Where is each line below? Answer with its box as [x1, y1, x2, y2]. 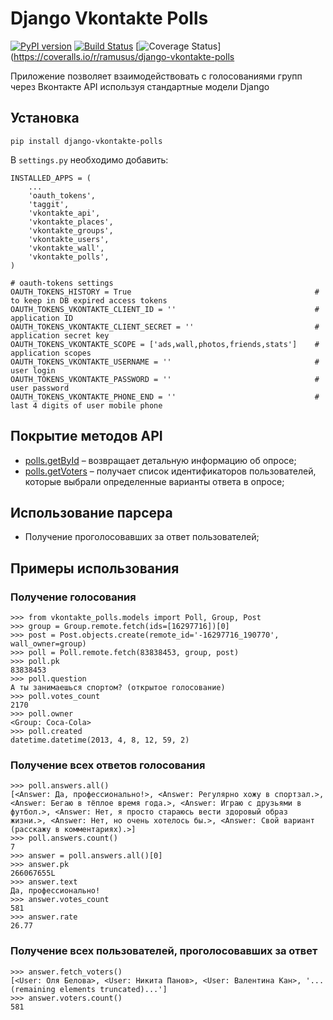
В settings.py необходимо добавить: [10, 153, 169, 166]
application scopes [10, 348, 92, 358]
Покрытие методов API [10, 428, 163, 445]
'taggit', [28, 199, 70, 209]
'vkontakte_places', [28, 217, 114, 227]
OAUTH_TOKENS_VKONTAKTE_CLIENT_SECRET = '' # [10, 322, 320, 332]
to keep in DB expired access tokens [10, 295, 168, 306]
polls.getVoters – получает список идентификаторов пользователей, [24, 465, 317, 477]
